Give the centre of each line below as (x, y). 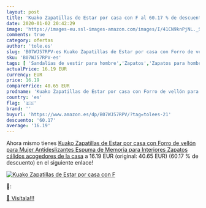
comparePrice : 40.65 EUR (38, 86)
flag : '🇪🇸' (21, 103)
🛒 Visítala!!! (21, 198)
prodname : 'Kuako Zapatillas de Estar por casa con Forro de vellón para (103, 92)
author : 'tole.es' (30, 46)
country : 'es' (25, 97)
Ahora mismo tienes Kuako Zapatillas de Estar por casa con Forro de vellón (101, 143)
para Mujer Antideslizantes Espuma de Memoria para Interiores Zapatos (97, 150)
